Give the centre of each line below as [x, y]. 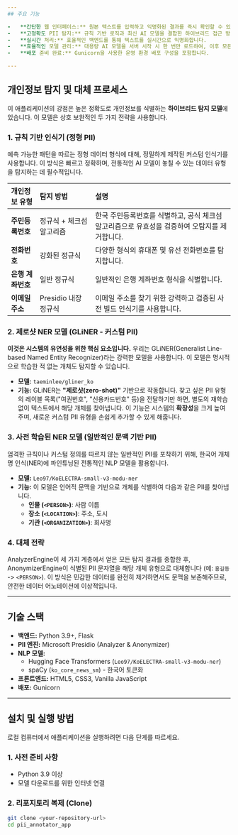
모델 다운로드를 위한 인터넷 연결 [61, 782]
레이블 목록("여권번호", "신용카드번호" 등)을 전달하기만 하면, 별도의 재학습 [126, 399]
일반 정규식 [57, 280]
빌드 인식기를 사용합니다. [143, 309]
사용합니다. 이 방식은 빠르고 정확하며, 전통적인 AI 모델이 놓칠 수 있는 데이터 [110, 163]
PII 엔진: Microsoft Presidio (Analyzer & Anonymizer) [93, 644]
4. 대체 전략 [26, 542]
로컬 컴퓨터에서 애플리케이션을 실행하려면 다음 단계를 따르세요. [93, 737]
